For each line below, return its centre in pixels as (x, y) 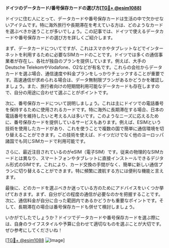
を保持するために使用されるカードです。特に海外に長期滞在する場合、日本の (84, 110)
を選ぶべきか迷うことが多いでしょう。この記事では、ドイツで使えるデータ (82, 31)
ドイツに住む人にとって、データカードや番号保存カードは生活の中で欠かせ (82, 19)
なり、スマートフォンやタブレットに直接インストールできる (89, 158)
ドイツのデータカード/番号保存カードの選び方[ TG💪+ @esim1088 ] (73, 8)
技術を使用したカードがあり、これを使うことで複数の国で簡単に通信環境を (82, 129)
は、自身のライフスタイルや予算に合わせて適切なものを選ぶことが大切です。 (84, 224)
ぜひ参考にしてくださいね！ (34, 230)
